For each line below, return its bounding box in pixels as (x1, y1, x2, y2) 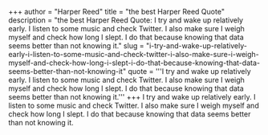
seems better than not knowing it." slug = (8, 41, 144, 51)
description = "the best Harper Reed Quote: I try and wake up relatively (8, 15, 243, 25)
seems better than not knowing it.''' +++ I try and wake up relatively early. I (8, 92, 256, 101)
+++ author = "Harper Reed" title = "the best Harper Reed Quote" (8, 7, 225, 16)
